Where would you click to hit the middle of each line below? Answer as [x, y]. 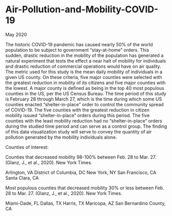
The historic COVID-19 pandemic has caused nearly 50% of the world [79, 44]
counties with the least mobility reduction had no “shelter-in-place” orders [84, 121]
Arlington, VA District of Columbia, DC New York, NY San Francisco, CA [81, 172]
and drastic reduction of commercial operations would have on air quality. [83, 66]
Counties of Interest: [27, 147]
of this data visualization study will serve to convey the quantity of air [79, 131]
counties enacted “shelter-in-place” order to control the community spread [85, 104]
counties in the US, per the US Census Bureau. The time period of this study [86, 93]
